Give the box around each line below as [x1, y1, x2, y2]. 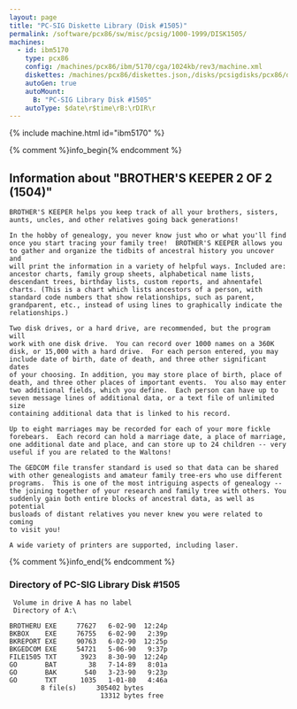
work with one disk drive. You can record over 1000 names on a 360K [9, 340, 275, 349]
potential [9, 502, 46, 512]
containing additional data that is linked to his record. [9, 409, 232, 419]
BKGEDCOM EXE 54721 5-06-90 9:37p [9, 645, 168, 654]
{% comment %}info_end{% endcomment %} [9, 557, 175, 567]
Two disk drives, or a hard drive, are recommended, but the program [9, 324, 271, 333]
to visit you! [9, 526, 62, 535]
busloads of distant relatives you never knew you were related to [9, 510, 263, 519]
